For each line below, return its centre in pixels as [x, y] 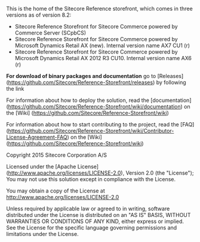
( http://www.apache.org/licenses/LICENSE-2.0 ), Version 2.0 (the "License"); [100, 173]
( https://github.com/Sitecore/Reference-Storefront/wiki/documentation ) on [98, 106]
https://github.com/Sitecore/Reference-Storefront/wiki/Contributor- [91, 131]
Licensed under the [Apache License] [53, 167]
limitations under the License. [42, 234]
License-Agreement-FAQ [37, 137]
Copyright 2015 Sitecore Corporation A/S [57, 155]
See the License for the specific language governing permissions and [92, 228]
